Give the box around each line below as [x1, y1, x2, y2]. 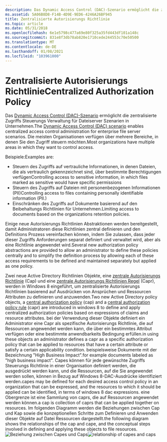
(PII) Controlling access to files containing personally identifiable [12, 190, 143, 196]
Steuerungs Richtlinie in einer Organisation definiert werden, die [5, 363, 136, 369]
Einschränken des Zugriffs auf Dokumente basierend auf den [12, 201, 138, 207]
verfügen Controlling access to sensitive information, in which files [12, 174, 148, 180]
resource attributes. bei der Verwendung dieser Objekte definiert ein [5, 315, 145, 321]
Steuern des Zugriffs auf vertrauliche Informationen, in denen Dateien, [12, 164, 157, 170]
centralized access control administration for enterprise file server [5, 128, 141, 134]
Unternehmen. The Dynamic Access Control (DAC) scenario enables [5, 123, 144, 129]
